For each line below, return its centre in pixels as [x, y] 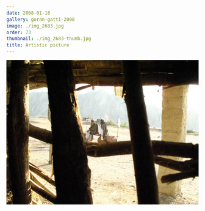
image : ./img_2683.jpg [35, 26]
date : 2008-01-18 [28, 13]
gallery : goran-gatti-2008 [41, 19]
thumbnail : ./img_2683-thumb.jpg [49, 39]
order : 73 [19, 32]
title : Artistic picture [38, 45]
